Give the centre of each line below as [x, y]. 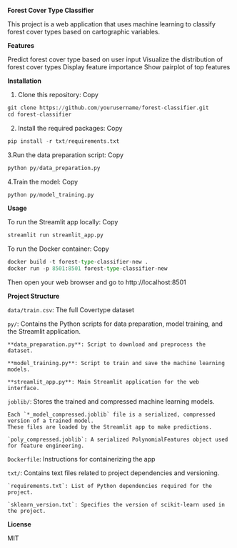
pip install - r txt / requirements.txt [64, 141]
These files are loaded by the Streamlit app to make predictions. [110, 427]
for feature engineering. [46, 446]
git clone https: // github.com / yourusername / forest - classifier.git [108, 108]
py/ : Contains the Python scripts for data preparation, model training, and [115, 324]
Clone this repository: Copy [58, 95]
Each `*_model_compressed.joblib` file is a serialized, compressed [111, 414]
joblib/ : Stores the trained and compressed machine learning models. [111, 402]
